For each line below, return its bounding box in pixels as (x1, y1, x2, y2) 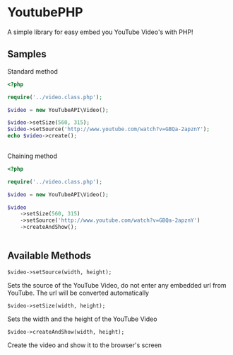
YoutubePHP (7, 4, 83, 21)
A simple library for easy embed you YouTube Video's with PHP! (7, 28, 193, 36)
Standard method (7, 67, 58, 75)
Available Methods (7, 249, 92, 262)
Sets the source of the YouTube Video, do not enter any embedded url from (7, 281, 227, 289)
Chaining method (7, 152, 58, 160)
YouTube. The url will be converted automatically (7, 288, 150, 297)
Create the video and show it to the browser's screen (7, 341, 162, 349)
